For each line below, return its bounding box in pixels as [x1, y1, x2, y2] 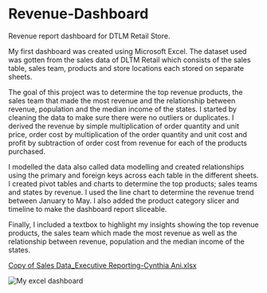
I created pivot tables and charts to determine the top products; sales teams [8, 178, 257, 188]
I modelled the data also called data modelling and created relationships [8, 162, 245, 171]
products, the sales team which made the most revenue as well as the [8, 228, 238, 237]
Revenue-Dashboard [8, 5, 149, 23]
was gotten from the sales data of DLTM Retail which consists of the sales [8, 55, 251, 64]
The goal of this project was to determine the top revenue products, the [8, 87, 243, 96]
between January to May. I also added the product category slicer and [8, 196, 239, 205]
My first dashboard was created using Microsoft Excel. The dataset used [8, 46, 247, 56]
